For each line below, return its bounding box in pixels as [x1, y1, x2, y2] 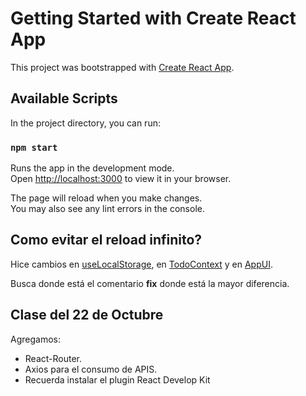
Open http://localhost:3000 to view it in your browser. [10, 173, 232, 185]
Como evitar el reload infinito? [10, 232, 203, 249]
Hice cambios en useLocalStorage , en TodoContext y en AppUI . [10, 258, 273, 270]
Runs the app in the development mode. [10, 162, 175, 174]
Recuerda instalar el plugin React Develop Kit [24, 373, 211, 386]
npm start [10, 142, 58, 153]
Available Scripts [10, 90, 118, 107]
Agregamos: [10, 333, 61, 345]
